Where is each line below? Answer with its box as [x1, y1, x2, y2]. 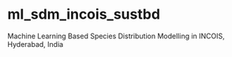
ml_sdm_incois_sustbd [7, 5, 161, 23]
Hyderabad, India [7, 39, 64, 48]
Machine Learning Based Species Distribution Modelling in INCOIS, [7, 31, 226, 41]
